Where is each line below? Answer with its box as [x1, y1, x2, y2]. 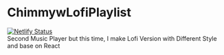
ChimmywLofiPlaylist [7, 5, 132, 20]
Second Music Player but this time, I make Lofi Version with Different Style [7, 34, 218, 42]
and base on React [7, 41, 60, 50]
